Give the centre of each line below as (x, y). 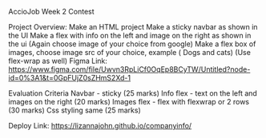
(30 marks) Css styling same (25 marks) (75, 110)
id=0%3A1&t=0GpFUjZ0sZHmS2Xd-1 (69, 78)
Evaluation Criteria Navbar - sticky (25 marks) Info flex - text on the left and (133, 93)
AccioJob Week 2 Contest (51, 12)
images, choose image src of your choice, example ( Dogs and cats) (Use (129, 52)
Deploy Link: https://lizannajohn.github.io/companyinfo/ (100, 126)
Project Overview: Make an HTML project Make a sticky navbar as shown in (133, 27)
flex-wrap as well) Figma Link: (58, 61)
